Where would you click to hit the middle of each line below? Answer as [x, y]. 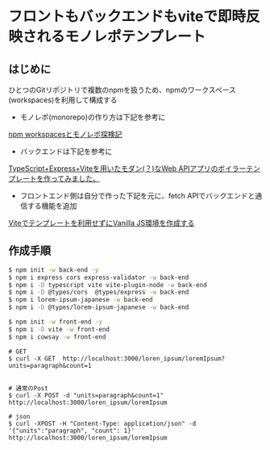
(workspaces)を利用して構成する [63, 100]
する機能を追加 [52, 206]
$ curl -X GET [32, 358]
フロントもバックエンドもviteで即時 [127, 17]
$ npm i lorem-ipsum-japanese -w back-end [81, 300]
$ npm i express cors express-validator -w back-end [99, 277]
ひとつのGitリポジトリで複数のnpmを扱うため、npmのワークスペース [122, 90]
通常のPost [32, 388]
